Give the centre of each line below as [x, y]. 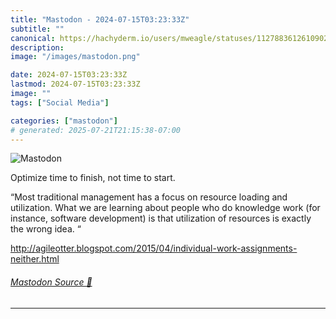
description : [37, 47]
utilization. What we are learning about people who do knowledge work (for [165, 208]
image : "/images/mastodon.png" [75, 57]
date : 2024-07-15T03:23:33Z [69, 75]
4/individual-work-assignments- [231, 248]
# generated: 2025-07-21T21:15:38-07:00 [96, 130]
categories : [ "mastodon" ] [64, 121]
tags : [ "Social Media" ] [60, 102]
